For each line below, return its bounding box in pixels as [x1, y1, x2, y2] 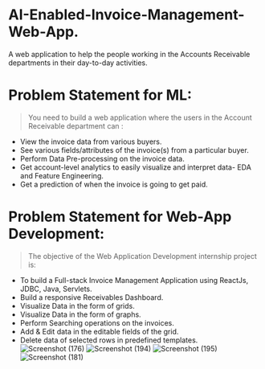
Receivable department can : [27, 121, 124, 130]
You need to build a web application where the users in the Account [27, 113, 253, 122]
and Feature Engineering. [19, 170, 104, 180]
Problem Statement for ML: [8, 86, 193, 105]
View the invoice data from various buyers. [19, 137, 162, 146]
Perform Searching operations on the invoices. [19, 318, 175, 327]
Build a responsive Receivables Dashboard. [19, 292, 164, 302]
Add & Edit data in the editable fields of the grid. [19, 326, 179, 336]
